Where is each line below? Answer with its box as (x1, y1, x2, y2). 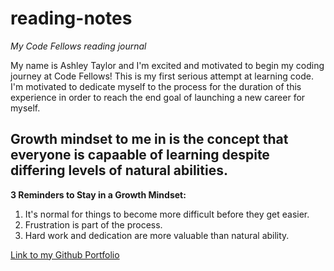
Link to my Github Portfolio (10, 248, 120, 261)
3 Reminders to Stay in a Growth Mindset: (10, 188, 187, 201)
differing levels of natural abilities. (10, 162, 228, 179)
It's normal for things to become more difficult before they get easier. (24, 208, 310, 220)
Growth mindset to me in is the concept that (10, 131, 289, 148)
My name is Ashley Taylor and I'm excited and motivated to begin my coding (10, 59, 325, 71)
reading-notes (10, 7, 133, 30)
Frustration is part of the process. (24, 218, 163, 231)
